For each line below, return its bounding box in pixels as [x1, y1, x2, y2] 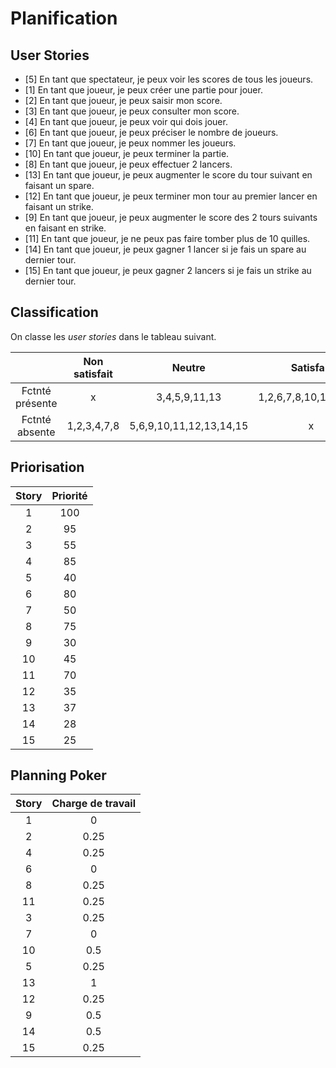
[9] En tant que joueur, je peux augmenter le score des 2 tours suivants [24, 212, 318, 223]
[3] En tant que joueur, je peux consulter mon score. [24, 105, 240, 117]
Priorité [51, 488, 88, 502]
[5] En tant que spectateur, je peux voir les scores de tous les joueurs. [24, 73, 314, 85]
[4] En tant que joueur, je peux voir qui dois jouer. [24, 116, 228, 127]
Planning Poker [10, 767, 107, 784]
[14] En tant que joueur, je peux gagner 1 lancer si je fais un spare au [24, 243, 307, 255]
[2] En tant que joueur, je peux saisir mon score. [24, 95, 223, 106]
